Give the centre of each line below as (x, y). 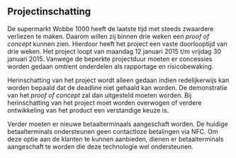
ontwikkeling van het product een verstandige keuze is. (88, 110)
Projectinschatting (49, 12)
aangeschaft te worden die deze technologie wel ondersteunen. (100, 146)
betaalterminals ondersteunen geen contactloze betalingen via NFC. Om (113, 131)
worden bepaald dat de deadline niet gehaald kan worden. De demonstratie (118, 87)
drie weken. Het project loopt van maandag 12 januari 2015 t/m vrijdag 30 (114, 51)
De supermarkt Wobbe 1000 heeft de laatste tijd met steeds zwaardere (111, 28)
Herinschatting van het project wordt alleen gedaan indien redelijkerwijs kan (118, 80)
